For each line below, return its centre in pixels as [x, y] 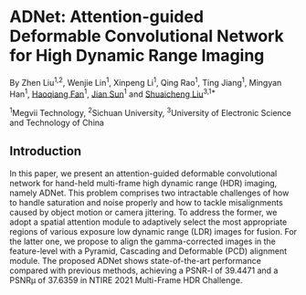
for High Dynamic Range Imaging [137, 56]
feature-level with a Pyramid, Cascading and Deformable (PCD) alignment [148, 251]
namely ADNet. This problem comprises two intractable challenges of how [149, 193]
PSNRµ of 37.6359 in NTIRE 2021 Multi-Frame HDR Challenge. [126, 279]
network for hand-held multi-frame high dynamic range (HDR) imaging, [143, 183]
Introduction [46, 151]
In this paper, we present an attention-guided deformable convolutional [143, 173]
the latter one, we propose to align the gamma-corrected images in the [143, 241]
